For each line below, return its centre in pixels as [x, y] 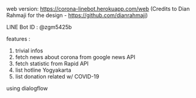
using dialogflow [27, 88]
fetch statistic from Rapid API [52, 64]
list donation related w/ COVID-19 [57, 76]
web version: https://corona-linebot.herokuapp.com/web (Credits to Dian [98, 9]
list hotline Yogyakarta [43, 70]
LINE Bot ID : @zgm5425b [39, 27]
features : [18, 39]
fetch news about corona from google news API [75, 57]
